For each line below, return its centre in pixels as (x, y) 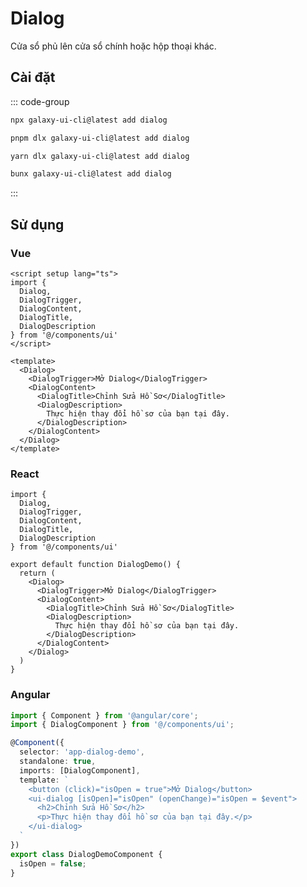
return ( (37, 573)
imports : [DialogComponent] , (80, 770)
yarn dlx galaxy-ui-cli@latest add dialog (100, 156)
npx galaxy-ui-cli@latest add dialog (89, 120)
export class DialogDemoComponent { (86, 854)
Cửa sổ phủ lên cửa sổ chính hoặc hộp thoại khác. (113, 46)
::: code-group (40, 101)
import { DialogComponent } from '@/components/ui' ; (122, 725)
